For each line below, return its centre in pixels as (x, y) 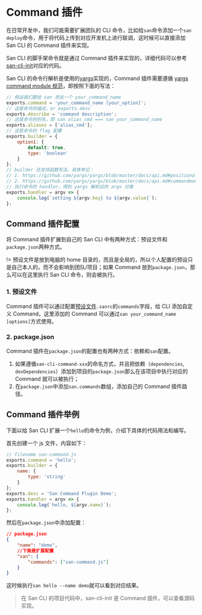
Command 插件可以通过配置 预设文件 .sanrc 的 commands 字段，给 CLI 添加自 (97, 306)
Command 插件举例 (43, 415)
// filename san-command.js (41, 454)
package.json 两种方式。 (35, 247)
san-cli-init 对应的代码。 (35, 65)
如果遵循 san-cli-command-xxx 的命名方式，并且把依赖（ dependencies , (99, 363)
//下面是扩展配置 (35, 551)
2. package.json (30, 337)
